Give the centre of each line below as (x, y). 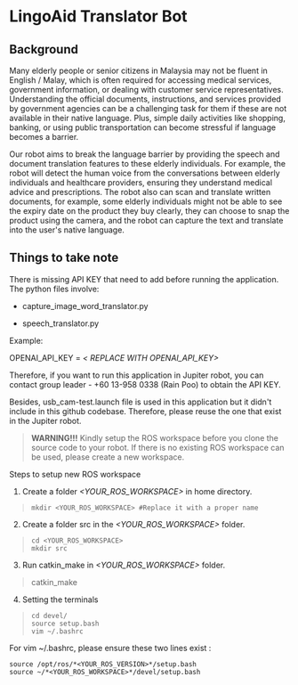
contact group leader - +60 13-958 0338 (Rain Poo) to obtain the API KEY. (145, 384)
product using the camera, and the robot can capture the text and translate (146, 220)
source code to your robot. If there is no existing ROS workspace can (157, 447)
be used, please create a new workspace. (108, 457)
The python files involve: (54, 289)
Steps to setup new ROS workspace (75, 474)
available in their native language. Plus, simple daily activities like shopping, (148, 118)
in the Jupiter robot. (45, 420)
